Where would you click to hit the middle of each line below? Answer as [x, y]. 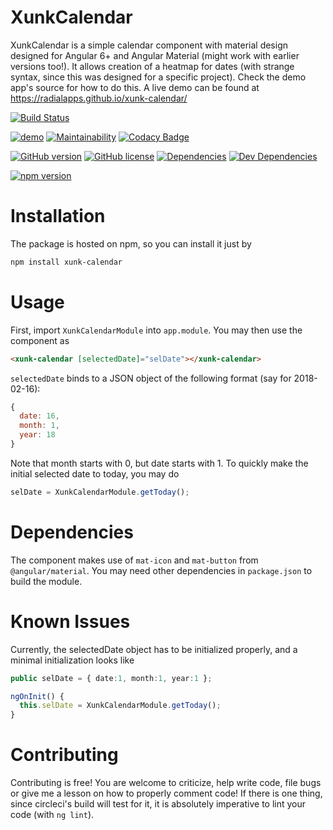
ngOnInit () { [37, 696]
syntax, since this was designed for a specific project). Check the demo [158, 77]
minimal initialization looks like [72, 660]
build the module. [46, 581]
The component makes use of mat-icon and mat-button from [134, 560]
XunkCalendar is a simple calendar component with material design [149, 45]
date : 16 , [39, 416]
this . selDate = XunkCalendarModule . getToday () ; [120, 706]
